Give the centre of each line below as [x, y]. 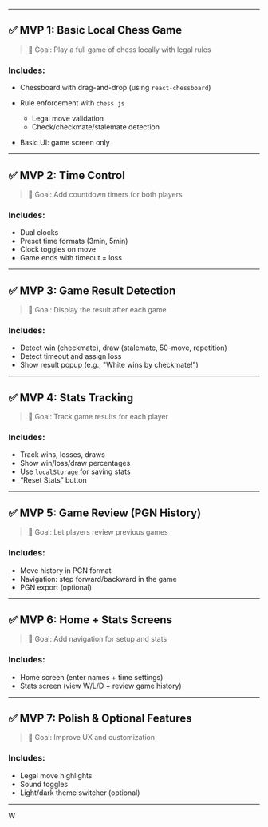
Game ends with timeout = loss [71, 258]
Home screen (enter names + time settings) [91, 677]
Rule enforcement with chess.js [72, 103]
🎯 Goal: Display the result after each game [97, 310]
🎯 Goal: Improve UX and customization [91, 738]
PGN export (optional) [56, 587]
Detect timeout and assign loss [71, 356]
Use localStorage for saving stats [75, 471]
